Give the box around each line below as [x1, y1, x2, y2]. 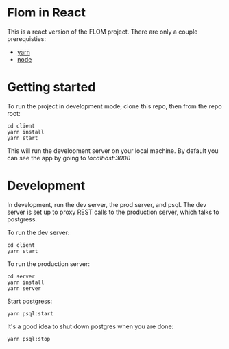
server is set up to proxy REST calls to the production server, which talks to [7, 208, 219, 216]
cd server [7, 273, 36, 280]
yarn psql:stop [7, 335, 51, 342]
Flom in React [7, 5, 86, 21]
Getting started [7, 80, 96, 95]
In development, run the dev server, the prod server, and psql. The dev [7, 200, 207, 208]
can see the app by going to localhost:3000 [7, 154, 131, 162]
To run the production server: [7, 259, 91, 268]
